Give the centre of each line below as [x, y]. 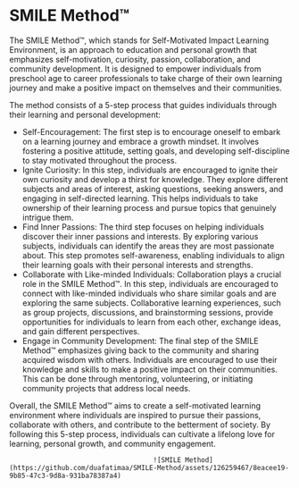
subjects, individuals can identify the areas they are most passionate [148, 246]
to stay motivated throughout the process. [100, 160]
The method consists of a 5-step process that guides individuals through [143, 105]
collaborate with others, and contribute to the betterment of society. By [140, 425]
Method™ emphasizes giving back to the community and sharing [141, 350]
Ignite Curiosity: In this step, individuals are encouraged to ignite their [150, 170]
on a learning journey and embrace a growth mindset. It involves [141, 141]
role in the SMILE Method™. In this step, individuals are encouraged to [150, 283]
